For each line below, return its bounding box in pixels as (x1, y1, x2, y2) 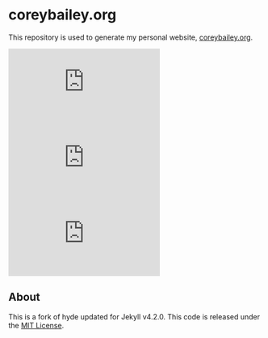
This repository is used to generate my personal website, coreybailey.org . (8, 32, 253, 42)
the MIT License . (8, 320, 65, 330)
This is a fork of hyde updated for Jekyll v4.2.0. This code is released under (8, 311, 261, 321)
